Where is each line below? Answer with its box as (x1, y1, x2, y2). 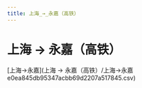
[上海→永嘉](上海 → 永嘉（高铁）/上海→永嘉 (7, 66, 134, 74)
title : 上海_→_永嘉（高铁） (7, 10, 79, 17)
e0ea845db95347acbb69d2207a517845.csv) (7, 74, 136, 82)
